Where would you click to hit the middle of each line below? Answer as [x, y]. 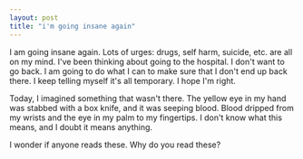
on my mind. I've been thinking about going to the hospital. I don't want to [147, 61]
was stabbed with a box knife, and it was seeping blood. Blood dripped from [152, 108]
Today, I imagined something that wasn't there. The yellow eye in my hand [148, 98]
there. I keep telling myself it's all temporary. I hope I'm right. [122, 80]
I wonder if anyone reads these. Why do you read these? [115, 145]
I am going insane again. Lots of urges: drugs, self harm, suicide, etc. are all [151, 51]
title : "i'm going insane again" [73, 26]
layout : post [34, 18]
